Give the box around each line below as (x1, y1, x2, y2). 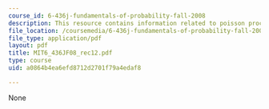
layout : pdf (8, 42, 48, 50)
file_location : (8, 26, 59, 34)
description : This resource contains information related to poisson (8, 19, 246, 27)
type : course (8, 57, 52, 65)
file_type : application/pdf (8, 34, 102, 42)
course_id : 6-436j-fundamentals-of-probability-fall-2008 (8, 11, 206, 20)
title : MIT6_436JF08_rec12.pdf (8, 49, 113, 57)
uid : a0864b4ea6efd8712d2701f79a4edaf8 (8, 64, 142, 72)
